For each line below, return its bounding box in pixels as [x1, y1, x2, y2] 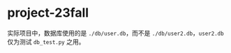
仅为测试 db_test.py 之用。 [7, 37, 85, 46]
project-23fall [7, 5, 89, 21]
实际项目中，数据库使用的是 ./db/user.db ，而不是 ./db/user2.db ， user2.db [7, 29, 225, 37]
